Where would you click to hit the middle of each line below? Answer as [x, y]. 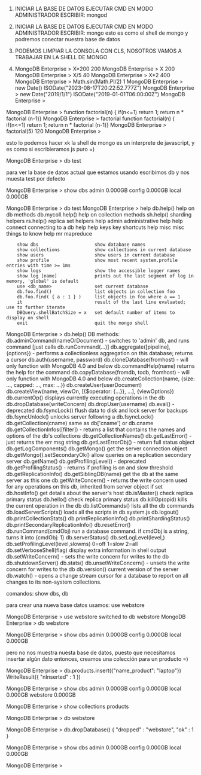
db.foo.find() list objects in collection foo [96, 292]
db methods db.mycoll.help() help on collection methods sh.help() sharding [99, 214]
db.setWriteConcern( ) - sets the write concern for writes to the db [88, 556]
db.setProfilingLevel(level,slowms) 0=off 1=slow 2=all [72, 544]
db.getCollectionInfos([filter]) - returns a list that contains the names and [96, 429]
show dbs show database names [81, 245]
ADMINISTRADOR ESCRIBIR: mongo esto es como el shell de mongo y [101, 33]
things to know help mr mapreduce [49, 234]
